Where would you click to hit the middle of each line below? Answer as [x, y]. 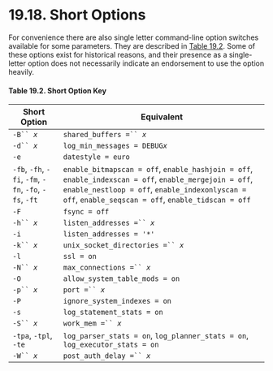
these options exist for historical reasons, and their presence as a [118, 54]
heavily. [22, 71]
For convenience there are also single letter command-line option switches [134, 37]
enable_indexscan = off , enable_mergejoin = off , [158, 179]
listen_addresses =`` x [109, 223]
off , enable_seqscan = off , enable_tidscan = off [157, 200]
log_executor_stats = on [111, 345]
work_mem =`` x [92, 324]
